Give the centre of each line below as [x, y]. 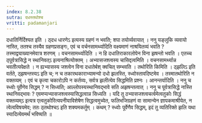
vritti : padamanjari [32, 23]
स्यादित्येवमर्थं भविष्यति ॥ [29, 114]
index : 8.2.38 [24, 12]
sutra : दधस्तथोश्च [25, 17]
